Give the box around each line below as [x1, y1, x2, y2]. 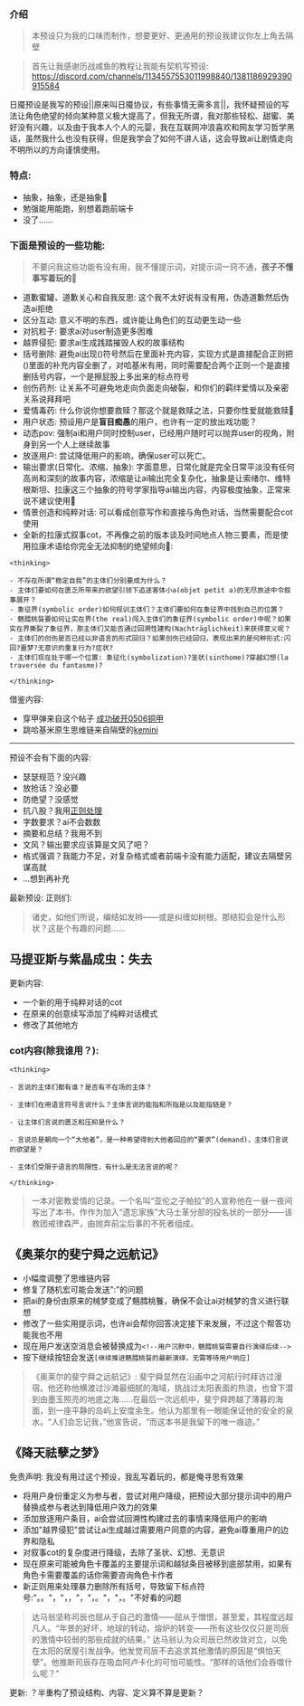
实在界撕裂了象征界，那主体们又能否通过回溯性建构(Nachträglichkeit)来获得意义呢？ [9, 624, 291, 633]
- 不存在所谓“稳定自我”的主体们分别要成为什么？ [9, 576, 167, 585]
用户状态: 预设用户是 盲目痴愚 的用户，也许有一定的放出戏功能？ [22, 416, 258, 427]
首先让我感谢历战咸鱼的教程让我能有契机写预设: [31, 61, 209, 71]
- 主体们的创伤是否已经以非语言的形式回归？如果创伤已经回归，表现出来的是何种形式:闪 [9, 633, 291, 643]
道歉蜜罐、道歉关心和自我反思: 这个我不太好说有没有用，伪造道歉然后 [22, 291, 281, 302]
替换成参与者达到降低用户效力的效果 [22, 1502, 158, 1512]
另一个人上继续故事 [38, 439, 110, 450]
